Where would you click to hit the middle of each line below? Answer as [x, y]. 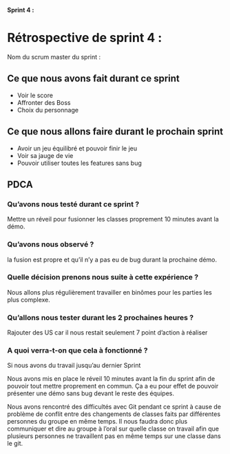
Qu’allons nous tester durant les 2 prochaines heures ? [101, 317]
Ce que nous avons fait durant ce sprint [94, 79]
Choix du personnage [48, 110]
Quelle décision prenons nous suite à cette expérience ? [103, 277]
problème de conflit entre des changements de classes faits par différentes [114, 414]
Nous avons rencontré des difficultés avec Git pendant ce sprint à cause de [114, 407]
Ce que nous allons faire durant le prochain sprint [115, 131]
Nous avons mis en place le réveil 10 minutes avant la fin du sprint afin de [111, 379]
